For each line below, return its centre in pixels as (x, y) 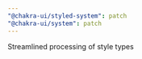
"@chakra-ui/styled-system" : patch (67, 16)
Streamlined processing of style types (71, 46)
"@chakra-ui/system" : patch (55, 23)
